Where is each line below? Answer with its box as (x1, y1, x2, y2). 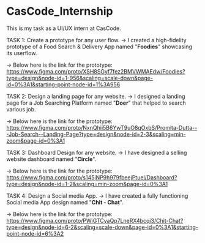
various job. (6, 105, 36, 113)
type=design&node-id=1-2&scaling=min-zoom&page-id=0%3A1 (6, 180, 168, 187)
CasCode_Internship (6, 4, 113, 18)
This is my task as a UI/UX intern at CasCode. (6, 24, 121, 32)
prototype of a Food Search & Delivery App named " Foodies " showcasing (6, 43, 193, 50)
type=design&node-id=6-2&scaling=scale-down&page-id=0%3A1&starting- (6, 223, 199, 231)
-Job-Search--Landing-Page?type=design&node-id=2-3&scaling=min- (6, 130, 186, 138)
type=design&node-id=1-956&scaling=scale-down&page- (6, 74, 153, 81)
